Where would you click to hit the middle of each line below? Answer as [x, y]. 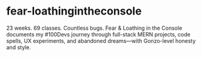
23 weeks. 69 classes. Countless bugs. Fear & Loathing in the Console [94, 28]
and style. [19, 47]
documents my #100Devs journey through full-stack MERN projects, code [99, 34]
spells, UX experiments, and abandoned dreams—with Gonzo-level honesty [101, 41]
